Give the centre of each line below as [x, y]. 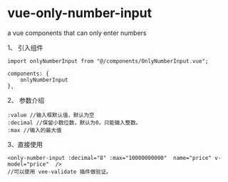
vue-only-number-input [79, 13]
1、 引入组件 [25, 47]
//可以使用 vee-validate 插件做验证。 [59, 172]
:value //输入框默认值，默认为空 [51, 115]
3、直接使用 [25, 144]
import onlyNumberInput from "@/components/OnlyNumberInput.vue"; [108, 61]
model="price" [28, 164]
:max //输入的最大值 [35, 130]
